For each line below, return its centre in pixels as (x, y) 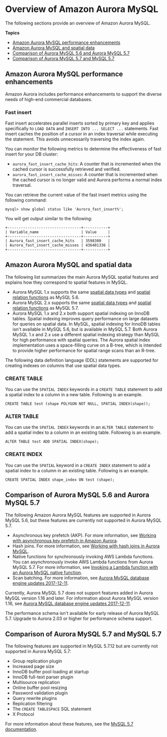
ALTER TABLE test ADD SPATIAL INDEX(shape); (52, 442)
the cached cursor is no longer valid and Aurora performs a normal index (87, 180)
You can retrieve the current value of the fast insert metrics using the (76, 195)
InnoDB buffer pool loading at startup (50, 672)
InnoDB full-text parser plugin (43, 677)
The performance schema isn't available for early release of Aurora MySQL (82, 613)
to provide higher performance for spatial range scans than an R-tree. (84, 350)
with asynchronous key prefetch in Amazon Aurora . (65, 540)
